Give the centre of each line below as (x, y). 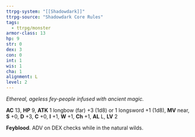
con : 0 (14, 55)
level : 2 (17, 83)
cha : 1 (14, 71)
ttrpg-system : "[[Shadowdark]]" (45, 11)
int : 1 (14, 60)
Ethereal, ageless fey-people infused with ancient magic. (75, 99)
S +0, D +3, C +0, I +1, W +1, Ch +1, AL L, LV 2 (62, 117)
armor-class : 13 (26, 33)
